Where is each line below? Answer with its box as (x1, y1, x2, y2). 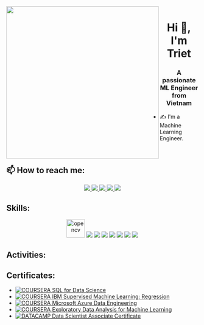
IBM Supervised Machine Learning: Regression (52, 293, 170, 301)
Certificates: (6, 270, 56, 280)
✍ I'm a (160, 113, 180, 121)
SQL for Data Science (52, 287, 107, 294)
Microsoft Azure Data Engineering (52, 299, 137, 307)
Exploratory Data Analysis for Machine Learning (52, 306, 172, 313)
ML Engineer (160, 84, 199, 92)
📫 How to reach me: (6, 165, 85, 176)
